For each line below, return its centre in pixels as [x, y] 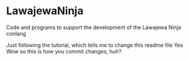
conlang [16, 33]
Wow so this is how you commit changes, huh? [64, 51]
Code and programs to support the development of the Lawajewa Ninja [94, 27]
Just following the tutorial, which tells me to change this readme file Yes [95, 45]
